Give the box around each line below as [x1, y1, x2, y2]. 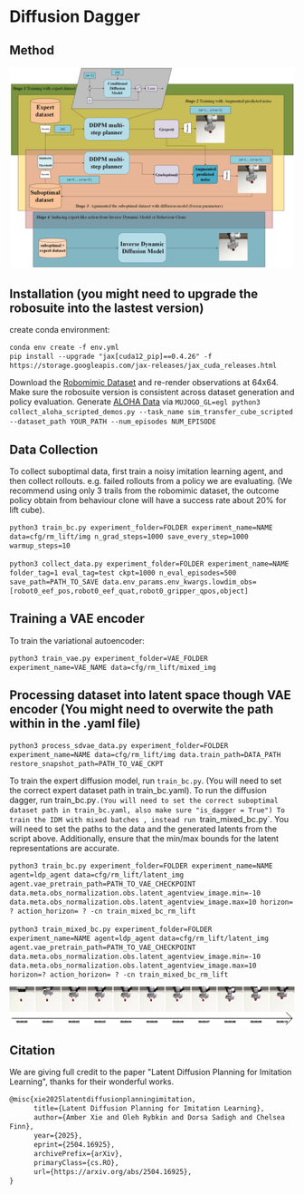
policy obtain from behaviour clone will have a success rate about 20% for [9, 494, 287, 505]
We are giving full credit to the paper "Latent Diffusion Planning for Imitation [9, 1067, 292, 1078]
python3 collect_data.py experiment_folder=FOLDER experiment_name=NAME [9, 559, 290, 568]
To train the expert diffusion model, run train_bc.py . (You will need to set [9, 775, 282, 786]
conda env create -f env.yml [9, 343, 119, 353]
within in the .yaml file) [9, 716, 141, 732]
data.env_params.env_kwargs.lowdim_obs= [102, 578, 257, 587]
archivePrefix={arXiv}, [33, 1150, 124, 1159]
